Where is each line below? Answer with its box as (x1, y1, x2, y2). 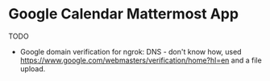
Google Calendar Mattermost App (8, 5, 239, 23)
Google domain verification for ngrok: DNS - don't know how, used (19, 47, 242, 56)
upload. (19, 63, 46, 73)
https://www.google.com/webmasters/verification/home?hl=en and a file (19, 55, 262, 65)
